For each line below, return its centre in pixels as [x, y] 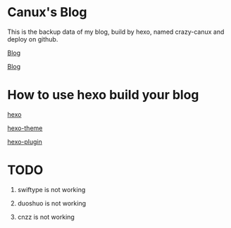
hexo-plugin [25, 141]
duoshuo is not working [52, 203]
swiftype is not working [51, 189]
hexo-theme [25, 128]
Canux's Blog [47, 12]
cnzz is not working [46, 217]
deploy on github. [33, 39]
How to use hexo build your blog [103, 95]
